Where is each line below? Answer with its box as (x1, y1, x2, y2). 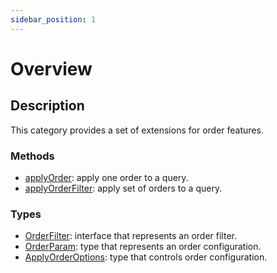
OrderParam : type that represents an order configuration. (24, 241, 262, 253)
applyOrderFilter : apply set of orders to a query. (24, 182, 223, 194)
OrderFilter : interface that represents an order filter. (24, 230, 237, 242)
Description (10, 97, 85, 115)
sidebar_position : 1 (10, 14, 97, 25)
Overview (10, 57, 93, 80)
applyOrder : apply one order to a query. (24, 171, 189, 183)
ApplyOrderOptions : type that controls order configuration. (24, 251, 268, 263)
